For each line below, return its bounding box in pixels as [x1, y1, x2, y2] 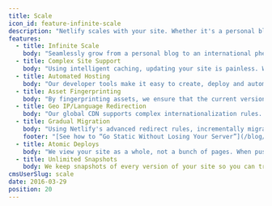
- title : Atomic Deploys [15, 139, 100, 148]
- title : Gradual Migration [15, 118, 111, 126]
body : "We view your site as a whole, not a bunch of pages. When [23, 148, 252, 156]
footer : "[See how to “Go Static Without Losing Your [23, 132, 208, 140]
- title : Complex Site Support [15, 58, 121, 66]
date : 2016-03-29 [8, 178, 67, 187]
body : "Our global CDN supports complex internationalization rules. [23, 110, 263, 118]
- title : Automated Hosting [15, 72, 111, 80]
